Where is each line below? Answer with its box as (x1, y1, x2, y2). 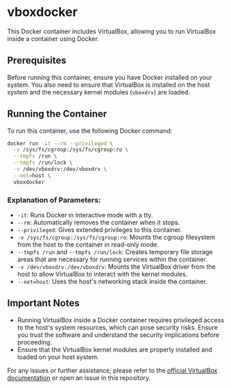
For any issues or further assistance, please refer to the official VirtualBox (7, 366, 218, 374)
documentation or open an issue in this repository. (7, 373, 151, 382)
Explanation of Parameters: (7, 195, 101, 205)
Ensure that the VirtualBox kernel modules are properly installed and (17, 345, 213, 354)
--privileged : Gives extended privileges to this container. (17, 225, 182, 233)
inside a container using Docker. (7, 34, 99, 42)
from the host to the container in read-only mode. (17, 240, 160, 249)
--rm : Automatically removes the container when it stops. (17, 218, 180, 226)
